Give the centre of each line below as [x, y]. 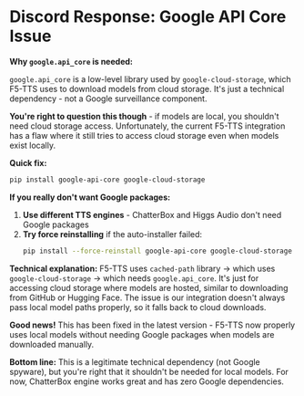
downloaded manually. [52, 344]
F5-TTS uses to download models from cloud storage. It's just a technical [147, 89]
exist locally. [33, 145]
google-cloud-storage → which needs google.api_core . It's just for [134, 278]
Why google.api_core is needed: [71, 61]
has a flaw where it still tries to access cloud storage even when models [144, 135]
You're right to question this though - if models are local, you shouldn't [144, 116]
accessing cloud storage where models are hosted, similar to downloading [149, 287]
